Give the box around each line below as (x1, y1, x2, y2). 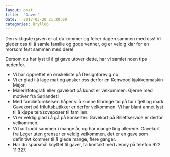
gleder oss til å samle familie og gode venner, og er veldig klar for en (5, 41, 149, 47)
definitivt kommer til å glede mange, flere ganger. (12, 136, 116, 142)
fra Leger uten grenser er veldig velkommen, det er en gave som (12, 131, 148, 137)
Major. (12, 82, 26, 88)
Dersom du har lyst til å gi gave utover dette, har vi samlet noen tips (5, 56, 147, 62)
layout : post (5, 7, 33, 13)
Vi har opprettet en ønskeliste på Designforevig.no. (12, 72, 120, 78)
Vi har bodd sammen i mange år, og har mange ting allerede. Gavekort (12, 125, 160, 132)
